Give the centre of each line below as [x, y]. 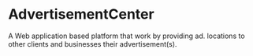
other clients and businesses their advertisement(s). [93, 44]
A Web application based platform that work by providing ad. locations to [127, 36]
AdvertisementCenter [82, 14]
